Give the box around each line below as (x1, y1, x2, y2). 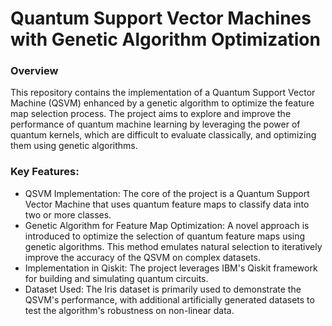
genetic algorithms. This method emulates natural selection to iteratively (24, 240, 323, 252)
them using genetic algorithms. (10, 140, 138, 152)
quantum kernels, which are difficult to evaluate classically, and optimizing (10, 129, 317, 141)
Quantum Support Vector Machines (10, 7, 312, 30)
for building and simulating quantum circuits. (24, 272, 209, 284)
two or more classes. (24, 208, 112, 221)
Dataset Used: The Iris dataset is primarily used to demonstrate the (24, 283, 302, 295)
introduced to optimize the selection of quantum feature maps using (24, 230, 306, 242)
